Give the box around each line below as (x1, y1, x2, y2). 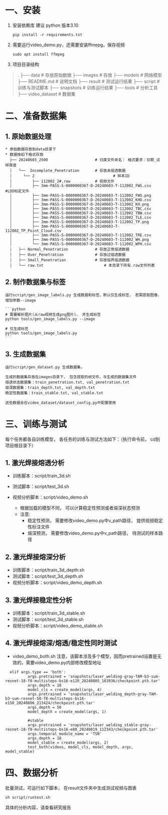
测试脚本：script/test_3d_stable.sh (12, 616, 84, 622)
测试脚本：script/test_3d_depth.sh (12, 573, 83, 580)
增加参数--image (5, 298, 36, 303)
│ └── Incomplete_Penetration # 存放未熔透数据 (10, 168, 126, 173)
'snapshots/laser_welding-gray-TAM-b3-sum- (68, 674, 160, 679)
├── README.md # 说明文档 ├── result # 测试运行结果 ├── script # (17, 78, 160, 84)
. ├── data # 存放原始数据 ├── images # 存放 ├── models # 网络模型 (17, 72, 162, 78)
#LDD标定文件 (5, 189, 30, 194)
